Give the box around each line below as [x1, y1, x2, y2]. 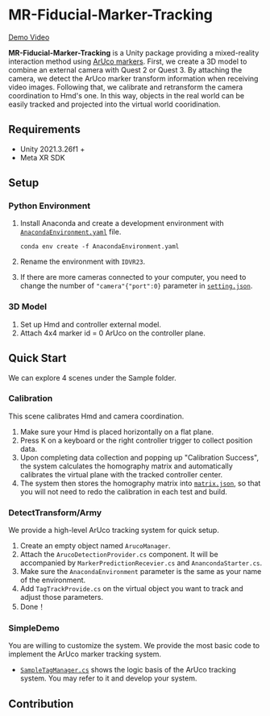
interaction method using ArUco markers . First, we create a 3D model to [8, 56, 247, 66]
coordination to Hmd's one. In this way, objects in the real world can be [8, 90, 245, 100]
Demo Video [8, 32, 50, 42]
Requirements [8, 123, 81, 136]
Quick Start [8, 352, 67, 365]
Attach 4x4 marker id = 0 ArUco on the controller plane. [19, 328, 206, 338]
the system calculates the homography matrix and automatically [19, 461, 234, 471]
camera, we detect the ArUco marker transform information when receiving [8, 73, 259, 83]
